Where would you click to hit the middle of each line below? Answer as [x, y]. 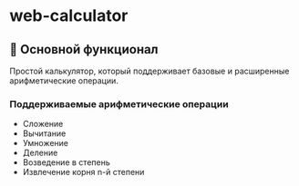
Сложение [43, 124]
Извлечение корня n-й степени [83, 172]
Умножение [46, 143]
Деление [40, 153]
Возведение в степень [67, 162]
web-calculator [69, 16]
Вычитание [44, 133]
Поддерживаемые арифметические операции [119, 103]
